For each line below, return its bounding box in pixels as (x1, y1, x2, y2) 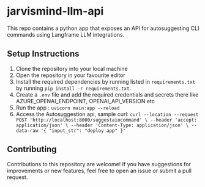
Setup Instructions (7, 49, 80, 59)
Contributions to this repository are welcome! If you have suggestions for (7, 160, 192, 167)
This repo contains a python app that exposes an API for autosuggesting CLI (7, 24, 199, 32)
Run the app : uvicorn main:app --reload (15, 104, 120, 111)
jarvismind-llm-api (7, 4, 104, 18)
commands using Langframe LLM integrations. (7, 31, 125, 38)
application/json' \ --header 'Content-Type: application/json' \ (15, 122, 189, 128)
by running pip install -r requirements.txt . (15, 84, 132, 92)
